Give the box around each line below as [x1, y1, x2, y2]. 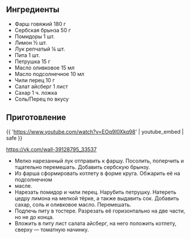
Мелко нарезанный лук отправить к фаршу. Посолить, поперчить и [14, 157, 184, 164]
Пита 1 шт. [14, 51, 40, 58]
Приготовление [6, 112, 66, 122]
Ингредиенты [6, 5, 60, 15]
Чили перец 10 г [14, 77, 55, 84]
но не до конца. [14, 213, 54, 220]
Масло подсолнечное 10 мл [14, 70, 85, 77]
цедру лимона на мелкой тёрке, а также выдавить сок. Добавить [14, 194, 179, 202]
